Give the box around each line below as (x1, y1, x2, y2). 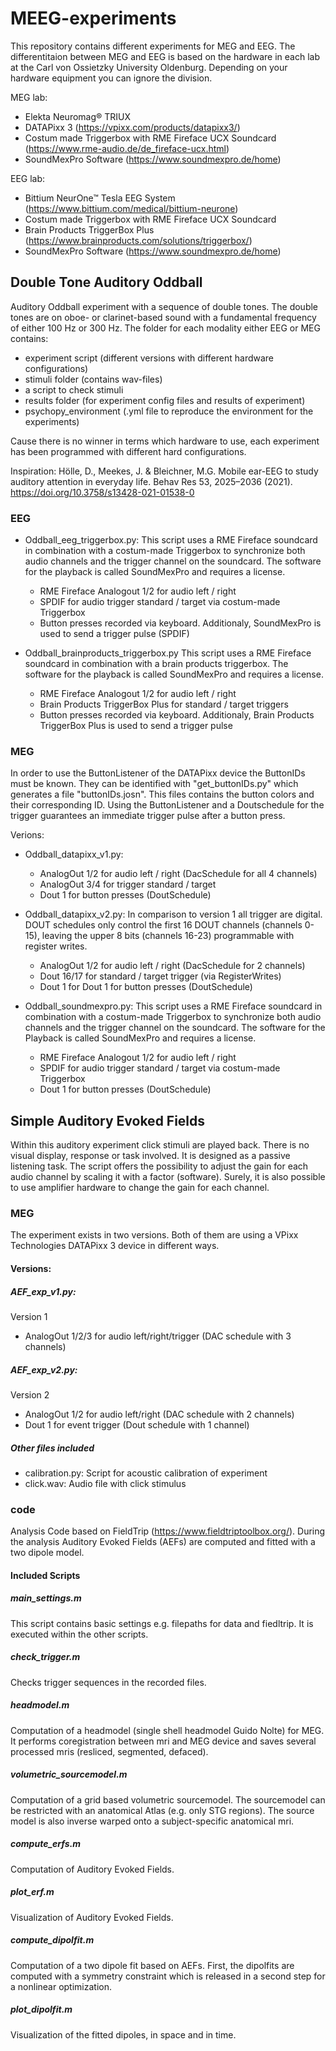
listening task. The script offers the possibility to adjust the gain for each (10, 1160, 309, 1172)
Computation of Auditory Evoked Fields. (10, 1863, 175, 1875)
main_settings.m (10, 1592, 82, 1604)
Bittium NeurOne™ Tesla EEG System (24, 192, 176, 204)
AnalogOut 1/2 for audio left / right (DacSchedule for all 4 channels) (39, 868, 318, 880)
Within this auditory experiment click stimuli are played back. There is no (10, 1139, 310, 1151)
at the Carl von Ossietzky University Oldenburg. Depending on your (10, 61, 288, 73)
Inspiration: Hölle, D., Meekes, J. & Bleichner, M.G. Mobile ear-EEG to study (10, 465, 319, 477)
